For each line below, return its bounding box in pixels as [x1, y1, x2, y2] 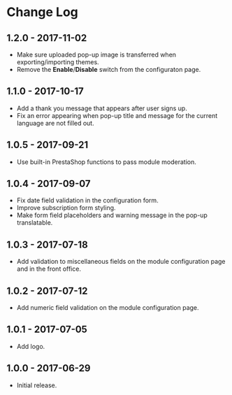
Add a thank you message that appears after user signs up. [16, 104, 188, 112]
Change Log [6, 4, 78, 20]
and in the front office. [16, 264, 82, 273]
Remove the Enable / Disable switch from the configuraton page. [16, 66, 201, 73]
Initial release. [16, 381, 57, 389]
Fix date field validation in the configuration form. [16, 196, 159, 204]
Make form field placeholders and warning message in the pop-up [16, 211, 208, 220]
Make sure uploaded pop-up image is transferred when [16, 50, 176, 59]
